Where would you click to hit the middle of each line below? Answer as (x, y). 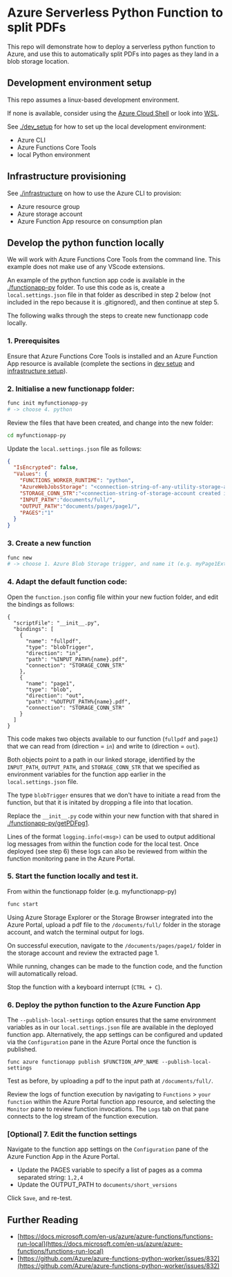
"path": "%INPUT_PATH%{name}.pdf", (77, 659)
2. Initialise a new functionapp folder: (71, 389)
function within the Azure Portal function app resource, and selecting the (112, 1102)
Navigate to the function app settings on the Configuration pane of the (108, 1149)
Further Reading (43, 1220)
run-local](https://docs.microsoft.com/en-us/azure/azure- (100, 1244)
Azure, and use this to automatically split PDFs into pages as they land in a (113, 54)
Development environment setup (79, 83)
